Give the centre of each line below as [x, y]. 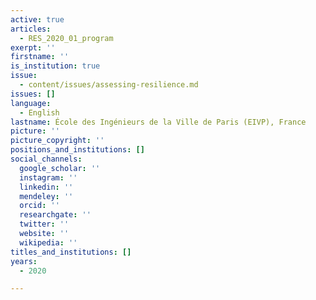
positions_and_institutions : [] [77, 150]
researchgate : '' [55, 215]
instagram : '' [48, 177]
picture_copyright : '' [57, 141]
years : [24, 261]
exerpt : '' [33, 47]
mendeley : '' [46, 196]
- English [39, 112]
